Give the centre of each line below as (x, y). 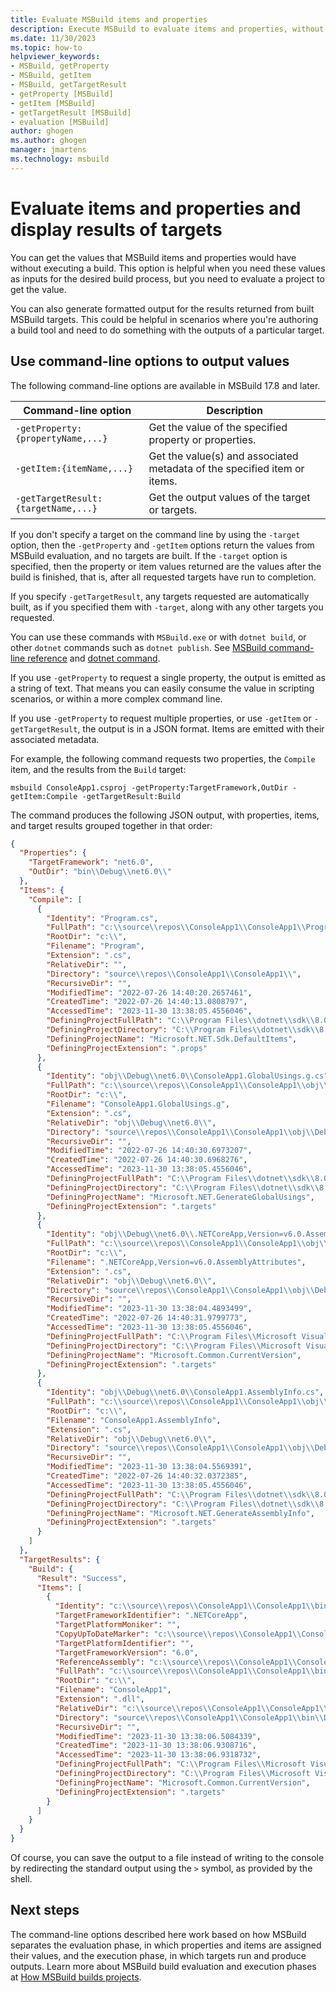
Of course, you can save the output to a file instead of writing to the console (167, 1857)
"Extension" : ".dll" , (99, 1699)
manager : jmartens (48, 150)
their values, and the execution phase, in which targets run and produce (158, 1955)
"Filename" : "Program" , (95, 946)
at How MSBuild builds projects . (76, 1977)
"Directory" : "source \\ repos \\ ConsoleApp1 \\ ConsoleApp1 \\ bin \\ (189, 1717)
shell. (21, 1879)
